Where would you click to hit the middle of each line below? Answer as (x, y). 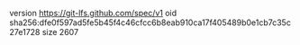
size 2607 (60, 32)
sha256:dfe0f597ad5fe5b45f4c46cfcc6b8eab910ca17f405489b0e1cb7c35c (150, 22)
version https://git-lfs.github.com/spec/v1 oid (93, 13)
